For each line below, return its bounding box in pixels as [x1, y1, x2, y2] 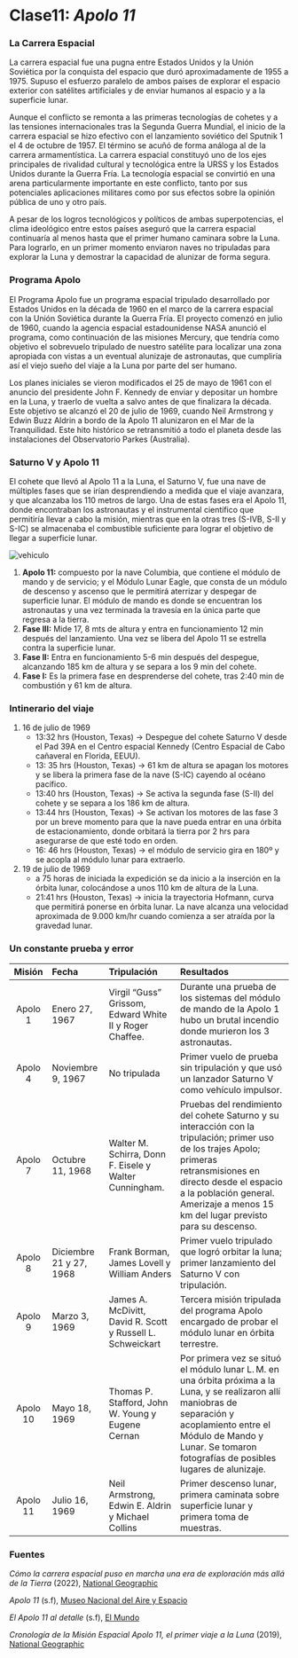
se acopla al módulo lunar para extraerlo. [35, 854, 186, 865]
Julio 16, [51, 1494, 89, 1506]
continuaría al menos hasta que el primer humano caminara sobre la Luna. [9, 232, 280, 244]
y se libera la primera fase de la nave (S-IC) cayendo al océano [35, 769, 266, 781]
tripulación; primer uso [180, 1131, 275, 1143]
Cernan [108, 1429, 140, 1442]
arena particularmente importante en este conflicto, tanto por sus [9, 178, 248, 189]
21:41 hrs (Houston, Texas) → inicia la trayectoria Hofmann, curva [35, 892, 274, 903]
